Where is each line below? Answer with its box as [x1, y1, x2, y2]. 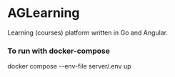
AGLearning [7, 5, 80, 21]
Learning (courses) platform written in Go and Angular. [7, 28, 168, 37]
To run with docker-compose [7, 46, 111, 56]
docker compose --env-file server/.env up [7, 62, 131, 71]
